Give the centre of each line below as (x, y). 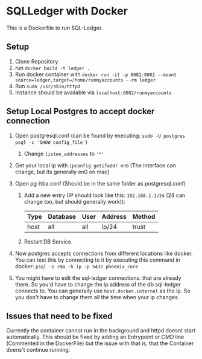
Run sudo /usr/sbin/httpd (48, 86)
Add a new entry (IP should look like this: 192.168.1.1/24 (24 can (105, 195)
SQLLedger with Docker (67, 11)
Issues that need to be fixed (59, 316)
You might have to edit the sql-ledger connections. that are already (98, 278)
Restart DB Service (47, 241)
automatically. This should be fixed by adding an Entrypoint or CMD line (95, 337)
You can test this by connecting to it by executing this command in (98, 260)
